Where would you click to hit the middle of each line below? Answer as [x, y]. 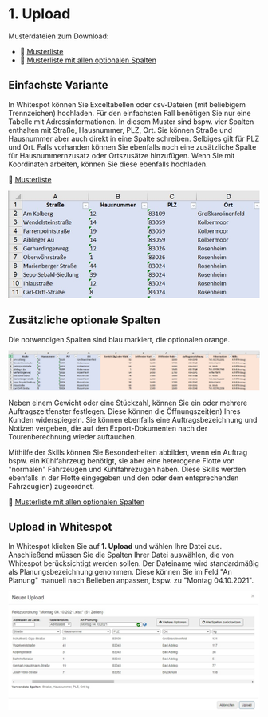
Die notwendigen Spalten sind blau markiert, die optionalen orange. [119, 339]
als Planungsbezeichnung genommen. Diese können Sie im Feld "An [120, 571]
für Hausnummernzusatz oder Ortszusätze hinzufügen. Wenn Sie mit [122, 155]
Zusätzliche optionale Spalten [85, 320]
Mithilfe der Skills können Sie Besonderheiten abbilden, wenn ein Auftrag [128, 452]
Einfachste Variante [59, 85]
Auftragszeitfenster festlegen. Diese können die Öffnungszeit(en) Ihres [124, 411]
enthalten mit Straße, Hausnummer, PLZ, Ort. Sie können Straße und [120, 130]
